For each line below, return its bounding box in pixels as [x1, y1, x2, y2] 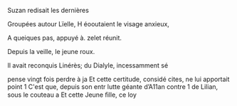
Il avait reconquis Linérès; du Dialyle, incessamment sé [7, 61, 169, 70]
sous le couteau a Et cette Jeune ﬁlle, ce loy [7, 90, 137, 99]
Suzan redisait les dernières [7, 6, 89, 14]
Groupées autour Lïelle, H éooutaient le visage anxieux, [7, 20, 169, 28]
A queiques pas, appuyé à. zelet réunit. [7, 33, 122, 42]
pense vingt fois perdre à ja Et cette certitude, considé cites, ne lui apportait [7, 75, 230, 83]
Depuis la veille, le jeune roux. [7, 48, 95, 55]
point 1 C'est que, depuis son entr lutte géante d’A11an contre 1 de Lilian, [7, 83, 218, 91]
